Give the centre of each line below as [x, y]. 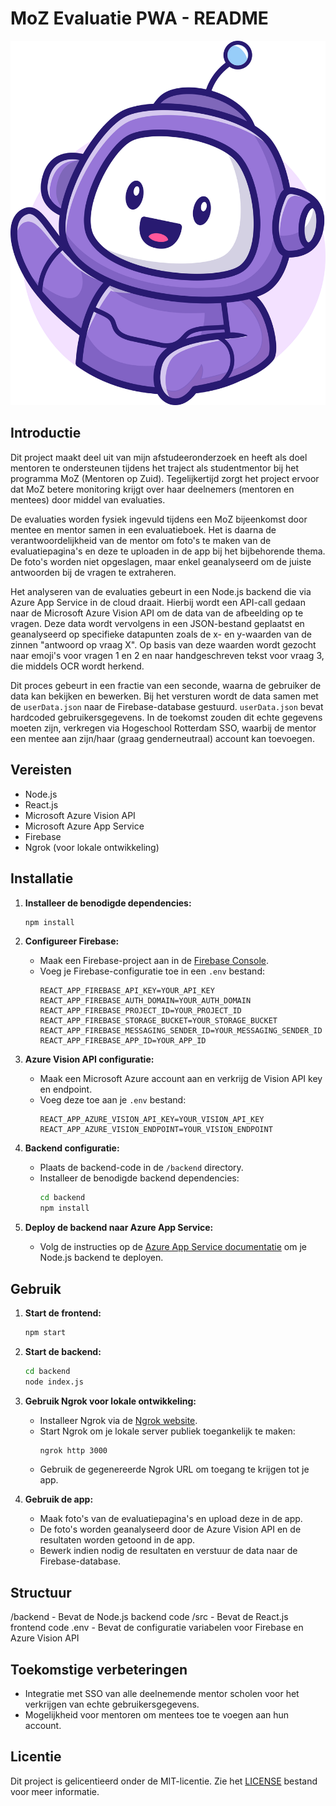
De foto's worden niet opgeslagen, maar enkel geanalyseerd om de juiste [161, 561]
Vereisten [41, 770]
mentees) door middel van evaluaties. [88, 499]
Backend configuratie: [72, 1148]
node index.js [54, 1382]
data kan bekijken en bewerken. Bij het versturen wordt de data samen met [164, 696]
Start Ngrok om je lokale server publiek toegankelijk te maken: [167, 1431]
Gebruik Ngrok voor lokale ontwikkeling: [110, 1401]
